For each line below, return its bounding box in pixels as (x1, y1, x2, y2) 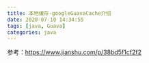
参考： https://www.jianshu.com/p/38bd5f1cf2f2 (7, 48, 142, 56)
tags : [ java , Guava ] (7, 22, 66, 29)
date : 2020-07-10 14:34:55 (7, 16, 84, 23)
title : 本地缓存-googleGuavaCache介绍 (7, 9, 111, 17)
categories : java (7, 28, 57, 36)
